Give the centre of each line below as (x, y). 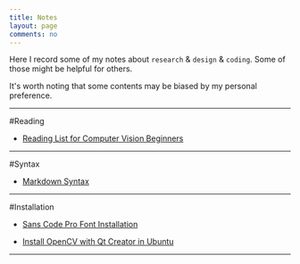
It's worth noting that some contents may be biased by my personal (133, 87)
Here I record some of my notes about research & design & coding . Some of (147, 60)
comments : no (33, 34)
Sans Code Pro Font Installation (80, 225)
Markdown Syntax (55, 181)
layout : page (33, 26)
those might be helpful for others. (71, 69)
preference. (31, 95)
